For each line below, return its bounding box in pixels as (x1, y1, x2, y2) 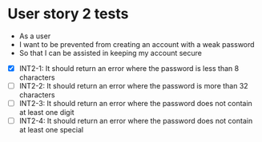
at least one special (18, 125, 84, 135)
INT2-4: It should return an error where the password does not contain (18, 116, 253, 126)
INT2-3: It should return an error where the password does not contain (18, 99, 253, 108)
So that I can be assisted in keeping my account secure (18, 48, 202, 57)
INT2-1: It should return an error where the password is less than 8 (18, 63, 240, 73)
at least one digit (18, 108, 75, 117)
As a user (18, 31, 51, 41)
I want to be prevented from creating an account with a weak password (18, 39, 255, 49)
